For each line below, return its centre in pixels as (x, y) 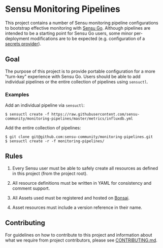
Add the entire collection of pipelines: (43, 128)
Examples (17, 94)
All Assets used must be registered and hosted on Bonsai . (71, 198)
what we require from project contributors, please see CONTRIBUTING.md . (81, 240)
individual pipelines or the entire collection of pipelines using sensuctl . (77, 82)
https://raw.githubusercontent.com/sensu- (96, 115)
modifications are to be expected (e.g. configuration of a (88, 39)
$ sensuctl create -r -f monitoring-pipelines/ (55, 141)
